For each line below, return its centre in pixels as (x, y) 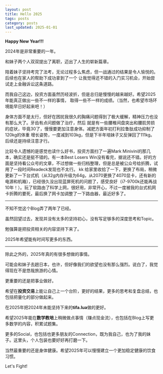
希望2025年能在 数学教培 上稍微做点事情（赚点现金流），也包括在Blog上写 (77, 318)
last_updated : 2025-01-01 (31, 28)
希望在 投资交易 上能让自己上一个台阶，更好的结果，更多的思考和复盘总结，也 (81, 291)
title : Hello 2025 (24, 14)
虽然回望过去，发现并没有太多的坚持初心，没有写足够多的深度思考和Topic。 (81, 219)
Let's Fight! (16, 366)
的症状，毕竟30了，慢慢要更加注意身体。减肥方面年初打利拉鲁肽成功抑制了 (80, 129)
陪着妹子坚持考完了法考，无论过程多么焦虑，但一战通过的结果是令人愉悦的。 (81, 72)
